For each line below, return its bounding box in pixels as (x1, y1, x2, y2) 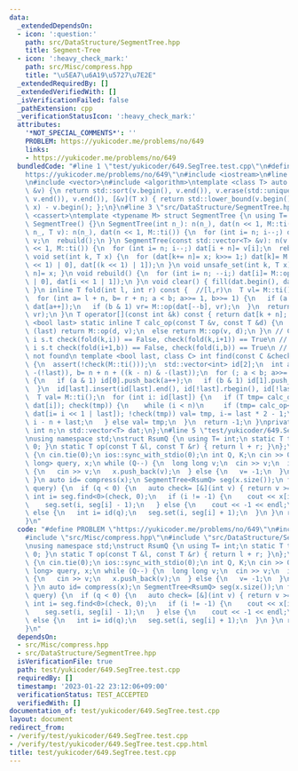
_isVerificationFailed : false (17, 95, 129, 105)
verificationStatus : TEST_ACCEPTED (17, 690, 149, 699)
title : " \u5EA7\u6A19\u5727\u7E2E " (25, 71, 157, 80)
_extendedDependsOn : (17, 21, 93, 30)
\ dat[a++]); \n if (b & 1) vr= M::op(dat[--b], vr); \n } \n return (25, 302, 292, 311)
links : (25, 145, 50, 154)
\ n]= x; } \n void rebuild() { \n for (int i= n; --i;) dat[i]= (25, 269, 268, 278)
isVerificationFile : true (17, 657, 114, 666)
